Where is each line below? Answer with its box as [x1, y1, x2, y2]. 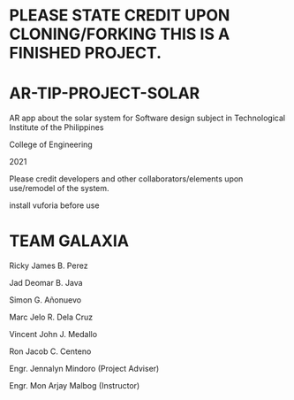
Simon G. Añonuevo [9, 295, 82, 305]
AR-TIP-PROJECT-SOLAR [9, 83, 200, 104]
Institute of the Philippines [9, 122, 104, 133]
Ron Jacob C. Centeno [9, 346, 92, 357]
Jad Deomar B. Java [9, 278, 83, 288]
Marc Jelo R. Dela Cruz [9, 312, 94, 323]
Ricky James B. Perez [9, 260, 88, 271]
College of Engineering [9, 139, 93, 150]
